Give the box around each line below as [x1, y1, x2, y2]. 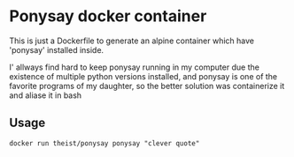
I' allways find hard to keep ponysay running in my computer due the [9, 62, 259, 72]
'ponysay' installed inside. [9, 44, 104, 55]
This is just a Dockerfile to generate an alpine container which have [9, 35, 255, 46]
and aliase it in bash [9, 90, 82, 101]
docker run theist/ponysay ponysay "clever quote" [9, 138, 200, 147]
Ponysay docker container [9, 6, 207, 26]
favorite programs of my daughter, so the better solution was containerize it [9, 80, 285, 91]
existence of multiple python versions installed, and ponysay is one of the [9, 71, 278, 81]
